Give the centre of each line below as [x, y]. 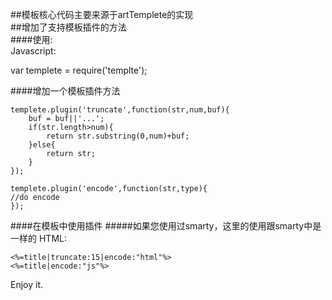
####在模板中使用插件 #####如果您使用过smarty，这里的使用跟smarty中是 [166, 226]
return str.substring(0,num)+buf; [118, 136]
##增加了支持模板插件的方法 [68, 27]
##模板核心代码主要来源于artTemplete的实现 [102, 14]
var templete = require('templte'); [79, 70]
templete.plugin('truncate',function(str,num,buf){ [120, 110]
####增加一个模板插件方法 [65, 91]
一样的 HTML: [38, 238]
